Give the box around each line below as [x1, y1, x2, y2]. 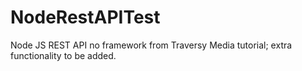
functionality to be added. [10, 49, 117, 61]
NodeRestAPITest [10, 6, 161, 29]
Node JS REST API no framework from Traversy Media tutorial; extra [10, 39, 293, 51]
